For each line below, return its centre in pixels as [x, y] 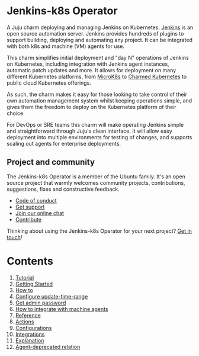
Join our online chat [40, 213]
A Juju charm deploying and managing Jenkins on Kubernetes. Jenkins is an [100, 27]
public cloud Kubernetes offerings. [49, 83]
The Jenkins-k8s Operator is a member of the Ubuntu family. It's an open [96, 177]
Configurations [33, 328]
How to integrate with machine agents [62, 309]
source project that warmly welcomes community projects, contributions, [96, 182]
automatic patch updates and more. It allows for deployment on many [92, 70]
